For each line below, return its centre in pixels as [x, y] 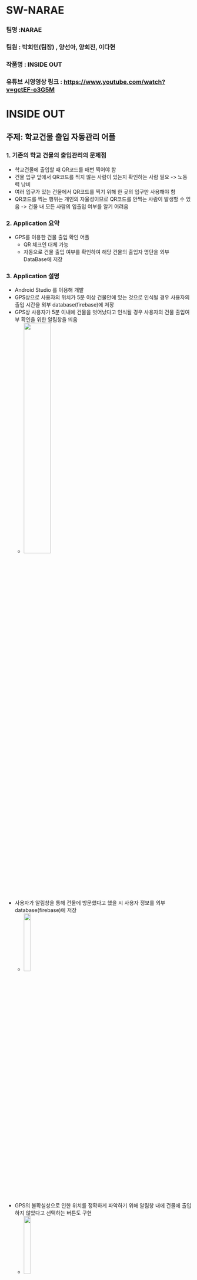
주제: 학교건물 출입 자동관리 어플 [61, 137]
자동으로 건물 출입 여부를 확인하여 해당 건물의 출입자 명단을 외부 [96, 252]
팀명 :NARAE [24, 30]
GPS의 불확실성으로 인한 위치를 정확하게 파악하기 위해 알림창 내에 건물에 [98, 1206]
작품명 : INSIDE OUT [34, 64]
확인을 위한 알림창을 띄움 [49, 320]
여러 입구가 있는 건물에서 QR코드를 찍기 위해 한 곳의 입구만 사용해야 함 [95, 191]
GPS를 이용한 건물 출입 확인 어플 [52, 237]
